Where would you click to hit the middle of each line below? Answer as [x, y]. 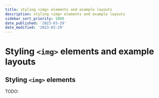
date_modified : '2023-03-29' [35, 28]
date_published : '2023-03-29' [36, 23]
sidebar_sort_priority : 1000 [35, 18]
